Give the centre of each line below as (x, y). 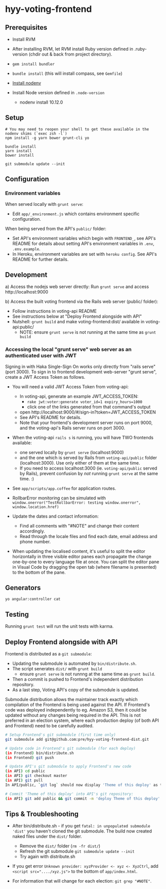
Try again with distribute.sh (47, 857)
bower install (20, 155)
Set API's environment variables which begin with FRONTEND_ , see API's (84, 238)
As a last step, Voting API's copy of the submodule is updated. (76, 690)
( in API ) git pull (24, 780)
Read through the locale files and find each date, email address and (88, 536)
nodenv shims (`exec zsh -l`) (36, 133)
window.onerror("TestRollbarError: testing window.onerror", (77, 503)
